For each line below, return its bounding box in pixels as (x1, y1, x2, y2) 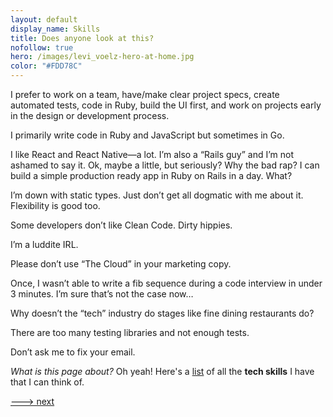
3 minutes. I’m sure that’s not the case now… (10, 288, 194, 300)
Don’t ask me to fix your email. (10, 346, 136, 358)
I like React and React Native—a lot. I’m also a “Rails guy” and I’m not (10, 149, 295, 160)
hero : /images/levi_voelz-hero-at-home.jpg (10, 52, 195, 62)
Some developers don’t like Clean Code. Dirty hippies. (10, 219, 233, 231)
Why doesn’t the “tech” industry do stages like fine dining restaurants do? (10, 307, 315, 319)
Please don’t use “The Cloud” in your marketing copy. (10, 258, 232, 270)
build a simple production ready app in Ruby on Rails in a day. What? (10, 170, 293, 181)
